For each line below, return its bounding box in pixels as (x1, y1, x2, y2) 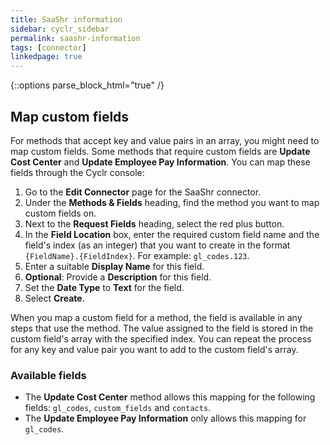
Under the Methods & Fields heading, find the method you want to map (24, 196, 320, 208)
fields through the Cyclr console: (10, 166, 145, 178)
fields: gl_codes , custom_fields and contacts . (24, 402, 212, 414)
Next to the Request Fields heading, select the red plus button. (24, 217, 285, 230)
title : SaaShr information (10, 14, 123, 25)
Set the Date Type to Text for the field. (24, 281, 185, 293)
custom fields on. (24, 207, 97, 219)
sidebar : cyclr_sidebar (10, 24, 110, 34)
